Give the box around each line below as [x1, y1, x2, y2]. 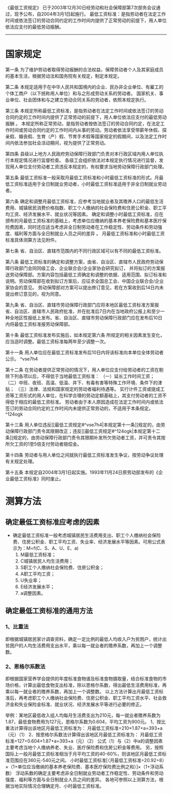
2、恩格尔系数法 [5, 663, 46, 670]
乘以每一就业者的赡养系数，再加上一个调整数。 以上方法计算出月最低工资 [5, 688, 159, 694]
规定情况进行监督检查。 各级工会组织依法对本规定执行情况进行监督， [14, 157, 159, 163]
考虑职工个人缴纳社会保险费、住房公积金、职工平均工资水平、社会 [23, 695, 162, 701]
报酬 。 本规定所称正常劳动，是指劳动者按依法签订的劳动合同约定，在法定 [5, 120, 160, 127]
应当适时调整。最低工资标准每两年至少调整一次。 [5, 338, 109, 345]
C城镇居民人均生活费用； [20, 557, 73, 564]
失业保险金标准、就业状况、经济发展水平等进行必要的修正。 [18, 701, 144, 707]
